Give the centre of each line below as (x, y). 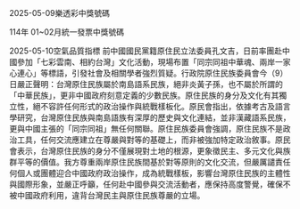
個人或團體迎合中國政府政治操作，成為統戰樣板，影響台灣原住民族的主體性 (154, 173)
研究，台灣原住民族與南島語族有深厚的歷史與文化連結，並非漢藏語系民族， (154, 117)
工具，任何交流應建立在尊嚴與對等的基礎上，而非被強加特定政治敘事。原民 (154, 140)
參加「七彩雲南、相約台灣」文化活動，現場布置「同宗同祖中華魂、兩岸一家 (154, 62)
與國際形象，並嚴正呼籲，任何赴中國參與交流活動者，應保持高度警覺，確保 (146, 184)
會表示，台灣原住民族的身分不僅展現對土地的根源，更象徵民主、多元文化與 (146, 151)
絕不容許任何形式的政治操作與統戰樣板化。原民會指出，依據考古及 (154, 106)
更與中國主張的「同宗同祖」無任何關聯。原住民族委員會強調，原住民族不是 (146, 129)
